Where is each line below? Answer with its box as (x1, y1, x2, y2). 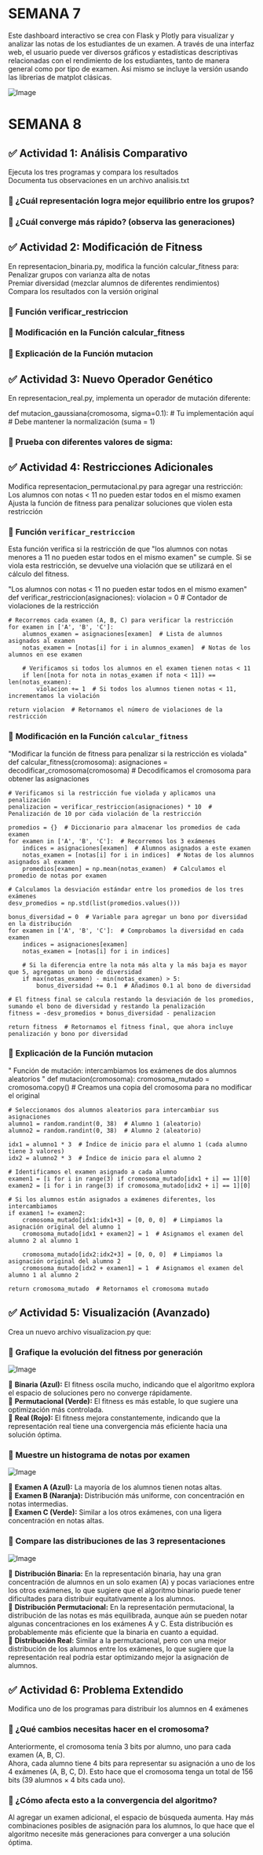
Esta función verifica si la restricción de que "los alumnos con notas (8, 544, 228, 554)
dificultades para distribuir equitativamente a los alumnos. (8, 1593, 196, 1603)
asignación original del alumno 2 (8, 1257, 122, 1265)
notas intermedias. (8, 1499, 68, 1509)
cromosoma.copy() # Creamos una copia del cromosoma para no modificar (8, 1082, 253, 1092)
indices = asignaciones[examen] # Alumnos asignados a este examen (22, 844, 251, 852)
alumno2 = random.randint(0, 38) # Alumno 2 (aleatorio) (8, 1126, 202, 1134)
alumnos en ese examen (8, 651, 82, 659)
